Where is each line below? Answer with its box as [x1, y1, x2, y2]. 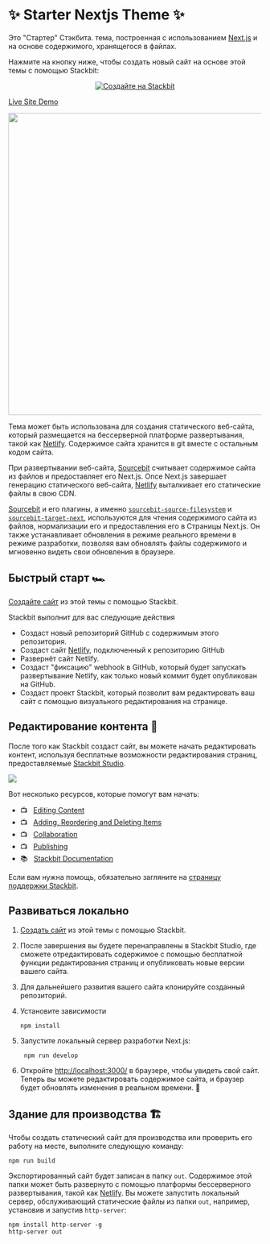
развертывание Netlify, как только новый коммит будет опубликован [19, 670, 258, 680]
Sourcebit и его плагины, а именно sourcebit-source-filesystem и [8, 504, 232, 513]
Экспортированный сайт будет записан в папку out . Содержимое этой [8, 1171, 252, 1181]
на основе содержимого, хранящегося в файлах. [8, 41, 177, 51]
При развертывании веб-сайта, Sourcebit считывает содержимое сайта [8, 462, 256, 472]
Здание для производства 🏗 [8, 1107, 162, 1121]
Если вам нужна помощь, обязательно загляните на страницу [8, 872, 222, 881]
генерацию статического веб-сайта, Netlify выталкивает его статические [8, 479, 261, 489]
